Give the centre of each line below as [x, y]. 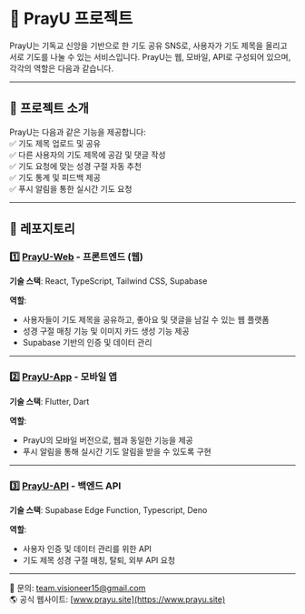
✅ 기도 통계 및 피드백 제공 [55, 177]
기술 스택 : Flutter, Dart [49, 401]
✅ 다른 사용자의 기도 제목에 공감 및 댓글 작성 [88, 155]
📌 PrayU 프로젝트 [71, 19]
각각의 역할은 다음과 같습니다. [62, 68]
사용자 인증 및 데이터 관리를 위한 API [87, 549]
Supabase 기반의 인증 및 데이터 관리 [87, 343]
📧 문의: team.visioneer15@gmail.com [78, 589]
